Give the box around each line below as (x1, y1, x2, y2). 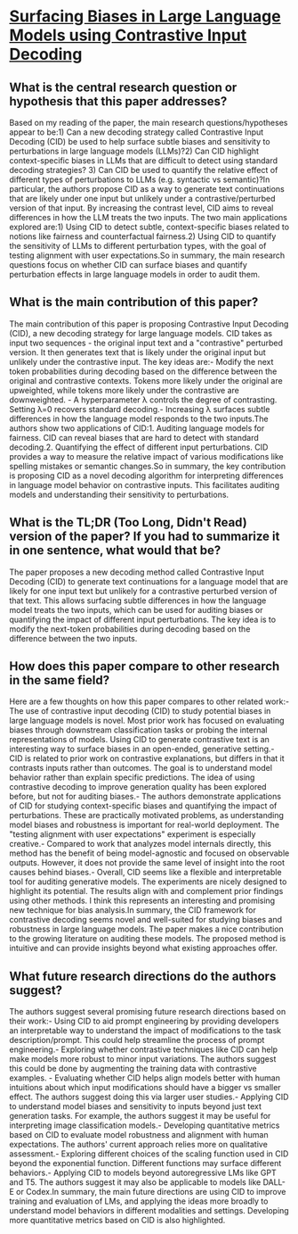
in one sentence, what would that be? (9, 542, 221, 559)
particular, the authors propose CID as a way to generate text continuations (9, 184, 285, 194)
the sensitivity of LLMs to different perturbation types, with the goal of (9, 241, 267, 251)
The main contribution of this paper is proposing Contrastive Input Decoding (9, 319, 289, 329)
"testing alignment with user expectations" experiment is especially (9, 829, 256, 840)
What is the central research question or (9, 79, 238, 95)
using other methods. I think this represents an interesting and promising (9, 895, 276, 907)
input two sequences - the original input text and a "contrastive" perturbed (9, 337, 283, 348)
